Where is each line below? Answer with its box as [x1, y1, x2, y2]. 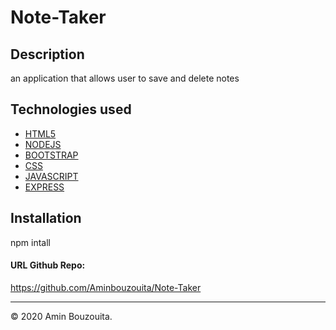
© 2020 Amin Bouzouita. [10, 310, 113, 322]
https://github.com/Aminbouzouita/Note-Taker [10, 281, 202, 293]
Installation [10, 210, 82, 227]
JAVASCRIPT [24, 170, 79, 182]
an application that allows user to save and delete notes [10, 72, 240, 84]
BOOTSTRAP [24, 149, 79, 161]
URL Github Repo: [10, 259, 86, 271]
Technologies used [10, 101, 132, 118]
